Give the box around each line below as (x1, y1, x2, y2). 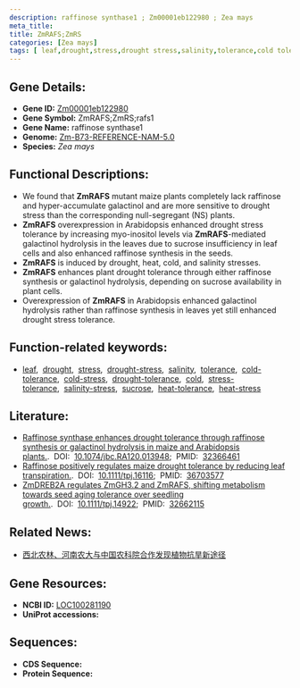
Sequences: (9, 635, 78, 650)
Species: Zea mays (21, 140, 96, 152)
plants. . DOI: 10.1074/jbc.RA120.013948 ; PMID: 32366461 (21, 451, 240, 462)
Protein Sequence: (21, 667, 94, 679)
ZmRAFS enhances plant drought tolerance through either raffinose (21, 266, 272, 277)
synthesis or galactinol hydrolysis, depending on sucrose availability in (21, 276, 282, 287)
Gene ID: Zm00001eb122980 (21, 103, 129, 113)
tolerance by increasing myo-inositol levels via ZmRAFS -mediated (21, 229, 266, 239)
